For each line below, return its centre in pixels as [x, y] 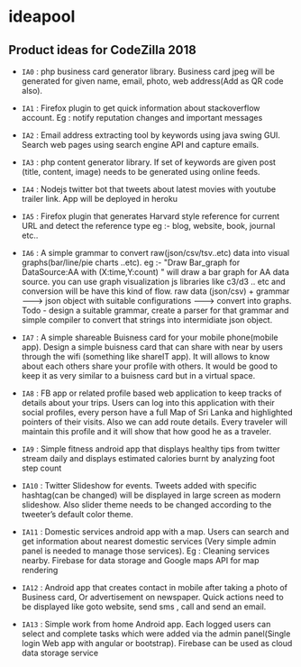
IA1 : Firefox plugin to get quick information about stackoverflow [141, 108]
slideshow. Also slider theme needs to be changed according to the [146, 505]
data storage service [60, 653]
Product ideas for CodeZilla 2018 [103, 50]
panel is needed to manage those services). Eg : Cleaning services [146, 551]
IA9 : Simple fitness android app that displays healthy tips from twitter [150, 449]
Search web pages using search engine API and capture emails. [140, 145]
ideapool [42, 17]
